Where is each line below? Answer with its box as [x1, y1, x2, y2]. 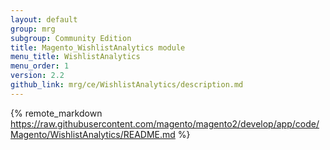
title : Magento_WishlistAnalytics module [10, 42, 186, 53]
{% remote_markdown [10, 107, 103, 119]
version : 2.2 [10, 71, 65, 81]
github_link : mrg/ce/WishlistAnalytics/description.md [10, 80, 244, 90]
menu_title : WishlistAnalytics [10, 52, 141, 62]
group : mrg [10, 24, 56, 34]
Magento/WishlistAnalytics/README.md [10, 128, 176, 140]
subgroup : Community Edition [10, 33, 132, 43]
